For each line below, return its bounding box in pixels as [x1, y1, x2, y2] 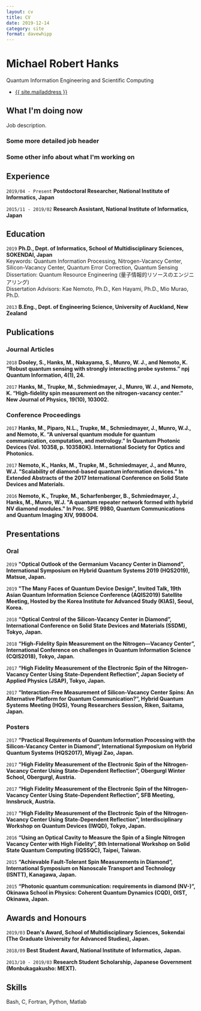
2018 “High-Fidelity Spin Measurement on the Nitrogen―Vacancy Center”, [6, 640, 196, 647]
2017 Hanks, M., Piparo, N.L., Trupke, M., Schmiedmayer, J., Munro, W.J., [6, 424, 191, 432]
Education [6, 229, 46, 239]
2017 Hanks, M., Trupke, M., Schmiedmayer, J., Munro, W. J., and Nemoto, [6, 383, 194, 391]
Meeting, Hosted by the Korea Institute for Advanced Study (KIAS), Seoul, [6, 598, 194, 605]
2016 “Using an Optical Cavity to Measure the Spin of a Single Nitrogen [6, 834, 185, 841]
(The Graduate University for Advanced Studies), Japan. [6, 935, 150, 943]
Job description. [6, 121, 47, 129]
